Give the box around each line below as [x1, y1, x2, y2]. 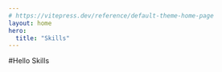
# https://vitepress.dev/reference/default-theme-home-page [8, 11, 215, 20]
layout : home [8, 19, 52, 27]
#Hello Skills [8, 56, 50, 66]
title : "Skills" [15, 34, 70, 42]
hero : [8, 26, 27, 34]
